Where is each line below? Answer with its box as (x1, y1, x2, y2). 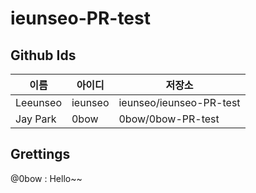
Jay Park (15, 112, 57, 126)
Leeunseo (15, 96, 62, 109)
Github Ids (10, 47, 77, 64)
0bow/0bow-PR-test (118, 112, 220, 126)
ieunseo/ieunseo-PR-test (118, 96, 241, 109)
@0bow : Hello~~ (10, 172, 83, 184)
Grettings (10, 146, 71, 163)
